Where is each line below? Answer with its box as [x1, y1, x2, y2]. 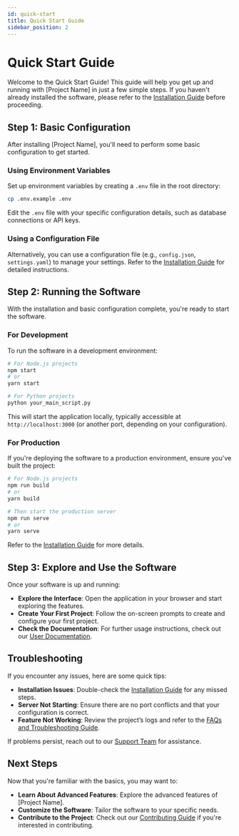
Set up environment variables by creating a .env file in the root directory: [7, 182, 221, 190]
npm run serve [7, 515, 50, 522]
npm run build [7, 482, 50, 489]
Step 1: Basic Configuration [7, 121, 131, 133]
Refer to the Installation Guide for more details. [7, 541, 145, 549]
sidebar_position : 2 [7, 24, 69, 31]
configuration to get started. [7, 148, 91, 157]
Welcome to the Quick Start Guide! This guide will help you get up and [7, 78, 214, 86]
